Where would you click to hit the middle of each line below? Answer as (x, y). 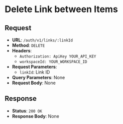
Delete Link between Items (61, 9)
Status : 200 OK (27, 111)
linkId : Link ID (35, 72)
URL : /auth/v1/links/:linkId (42, 40)
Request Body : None (34, 83)
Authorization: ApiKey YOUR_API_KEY (58, 56)
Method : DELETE (28, 45)
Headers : (22, 51)
